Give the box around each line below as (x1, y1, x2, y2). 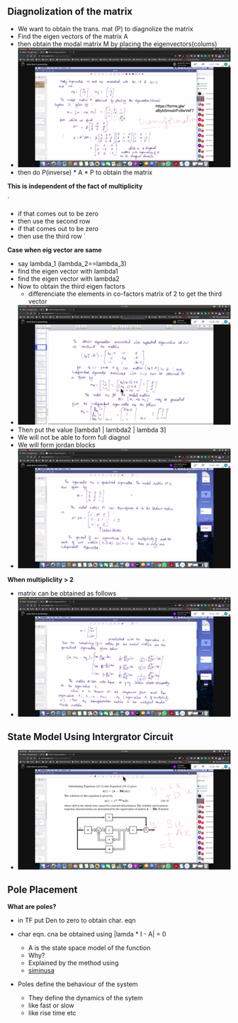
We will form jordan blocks (17, 441, 96, 449)
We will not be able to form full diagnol (17, 433, 130, 442)
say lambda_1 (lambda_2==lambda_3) (17, 259, 127, 268)
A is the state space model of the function (28, 943, 151, 952)
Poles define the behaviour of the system (17, 980, 138, 988)
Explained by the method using (28, 958, 119, 967)
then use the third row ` (17, 232, 86, 240)
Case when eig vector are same (7, 245, 102, 254)
